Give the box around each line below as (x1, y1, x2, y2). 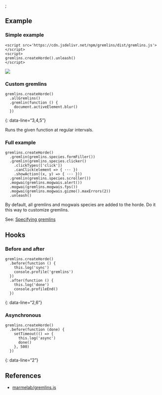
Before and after (5, 245, 45, 252)
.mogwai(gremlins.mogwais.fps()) (9, 184, 78, 189)
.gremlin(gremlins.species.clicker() (9, 159, 87, 164)
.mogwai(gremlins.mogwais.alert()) (9, 180, 82, 185)
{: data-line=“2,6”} (5, 299, 43, 305)
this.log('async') (18, 336, 56, 341)
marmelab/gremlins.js (12, 385, 56, 391)
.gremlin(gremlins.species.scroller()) (9, 176, 91, 181)
